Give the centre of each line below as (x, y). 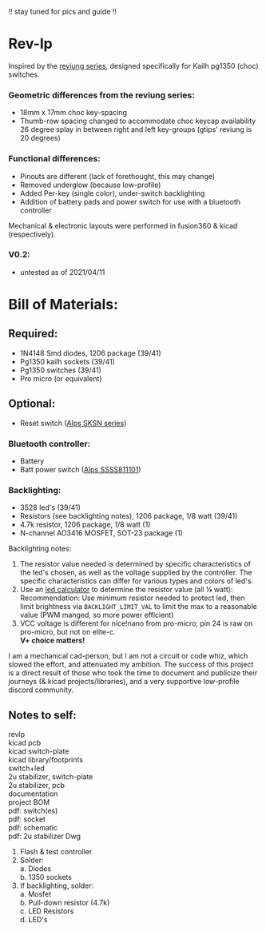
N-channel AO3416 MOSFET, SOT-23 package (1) (101, 533)
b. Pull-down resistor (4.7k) (65, 903)
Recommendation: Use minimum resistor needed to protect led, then (132, 598)
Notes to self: (43, 715)
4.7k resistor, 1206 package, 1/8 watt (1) (85, 525)
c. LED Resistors (47, 911)
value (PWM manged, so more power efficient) (97, 615)
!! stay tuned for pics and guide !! (63, 12)
